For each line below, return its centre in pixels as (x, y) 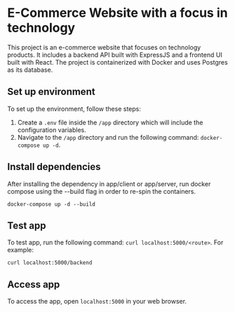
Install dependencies (54, 167)
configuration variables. (52, 130)
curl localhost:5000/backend (50, 263)
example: (20, 250)
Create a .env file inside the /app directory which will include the (110, 122)
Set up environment (52, 92)
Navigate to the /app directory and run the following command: (108, 137)
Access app (34, 284)
